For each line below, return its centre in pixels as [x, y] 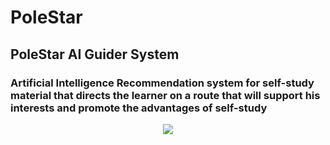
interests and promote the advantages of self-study [139, 108]
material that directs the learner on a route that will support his [165, 95]
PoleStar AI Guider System [95, 54]
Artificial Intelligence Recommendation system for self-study [162, 83]
